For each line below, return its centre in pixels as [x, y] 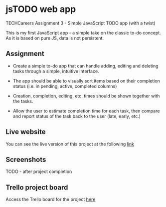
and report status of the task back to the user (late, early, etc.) [77, 116]
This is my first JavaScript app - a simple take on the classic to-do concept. [83, 32]
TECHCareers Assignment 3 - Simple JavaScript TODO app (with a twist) [81, 23]
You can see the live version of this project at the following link [70, 144]
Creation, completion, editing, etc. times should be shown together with [86, 95]
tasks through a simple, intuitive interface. [56, 71]
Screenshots [26, 159]
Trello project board [37, 187]
